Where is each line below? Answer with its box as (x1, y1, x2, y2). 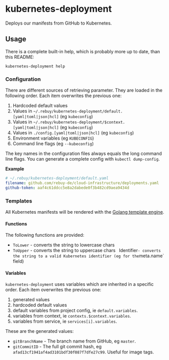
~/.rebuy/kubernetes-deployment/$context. (33, 120, 125, 125)
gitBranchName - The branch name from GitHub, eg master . (12, 338, 136, 344)
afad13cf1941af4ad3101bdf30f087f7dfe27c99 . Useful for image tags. (12, 349, 154, 355)
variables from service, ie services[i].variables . (12, 318, 117, 325)
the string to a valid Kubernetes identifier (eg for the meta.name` (12, 253, 164, 259)
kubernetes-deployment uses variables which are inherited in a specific (5, 281, 154, 287)
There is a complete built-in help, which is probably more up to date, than (5, 48, 160, 54)
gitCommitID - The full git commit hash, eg (12, 344, 102, 350)
